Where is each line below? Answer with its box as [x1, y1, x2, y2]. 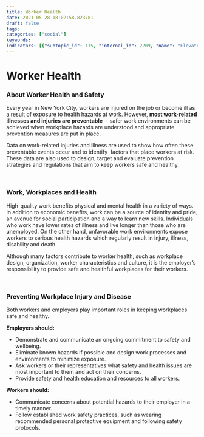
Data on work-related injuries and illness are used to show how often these [6, 142, 194, 149]
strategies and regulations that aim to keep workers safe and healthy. [6, 161, 179, 169]
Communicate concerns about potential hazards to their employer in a [15, 398, 190, 405]
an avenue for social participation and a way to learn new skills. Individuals [6, 215, 193, 222]
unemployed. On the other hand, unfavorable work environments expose [6, 228, 188, 235]
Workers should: [6, 386, 50, 393]
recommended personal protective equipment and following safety [15, 417, 182, 425]
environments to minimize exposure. [15, 355, 106, 362]
